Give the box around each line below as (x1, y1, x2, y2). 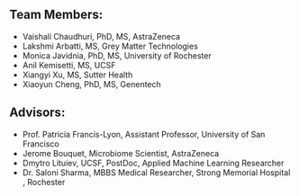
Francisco (22, 138, 60, 149)
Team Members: (9, 7, 104, 22)
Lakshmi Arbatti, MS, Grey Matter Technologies (22, 40, 198, 51)
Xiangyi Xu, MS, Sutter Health (22, 69, 133, 80)
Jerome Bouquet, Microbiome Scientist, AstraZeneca (22, 147, 220, 158)
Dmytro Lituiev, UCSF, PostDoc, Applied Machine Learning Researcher (22, 157, 285, 168)
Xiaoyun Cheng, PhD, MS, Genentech (22, 78, 162, 89)
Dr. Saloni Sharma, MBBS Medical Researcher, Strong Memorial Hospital (22, 166, 291, 178)
